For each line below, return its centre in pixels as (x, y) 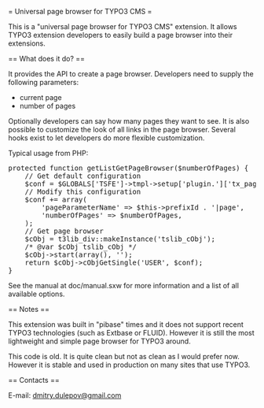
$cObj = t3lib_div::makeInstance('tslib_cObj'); (120, 239)
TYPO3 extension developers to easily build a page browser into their (121, 35)
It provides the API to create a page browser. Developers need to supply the (131, 74)
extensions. (27, 43)
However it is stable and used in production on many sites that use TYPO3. (129, 365)
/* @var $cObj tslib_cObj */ (81, 247)
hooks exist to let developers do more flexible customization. (106, 138)
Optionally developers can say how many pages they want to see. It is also (129, 121)
